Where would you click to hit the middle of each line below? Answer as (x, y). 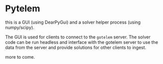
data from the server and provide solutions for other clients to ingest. (76, 47)
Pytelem (23, 9)
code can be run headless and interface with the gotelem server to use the (81, 42)
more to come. (20, 57)
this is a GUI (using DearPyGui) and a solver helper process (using (73, 22)
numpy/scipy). (20, 27)
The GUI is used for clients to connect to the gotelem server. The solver (78, 37)
